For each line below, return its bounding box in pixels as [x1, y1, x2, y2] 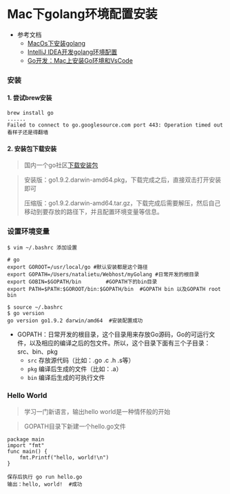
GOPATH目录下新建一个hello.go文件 [23, 422, 126, 430]
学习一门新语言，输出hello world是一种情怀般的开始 [23, 407, 171, 415]
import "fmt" [7, 441, 45, 449]
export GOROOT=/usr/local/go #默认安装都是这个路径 [7, 263, 148, 270]
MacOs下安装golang [27, 39, 86, 47]
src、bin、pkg [17, 347, 58, 356]
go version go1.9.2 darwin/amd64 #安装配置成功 [7, 317, 143, 324]
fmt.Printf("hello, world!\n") [19, 454, 109, 461]
